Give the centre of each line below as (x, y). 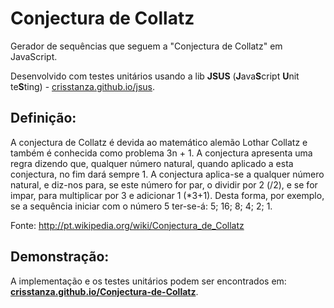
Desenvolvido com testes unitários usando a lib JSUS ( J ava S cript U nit (155, 76)
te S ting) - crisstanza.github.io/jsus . (83, 86)
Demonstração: (60, 257)
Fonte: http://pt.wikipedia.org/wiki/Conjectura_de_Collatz (127, 225)
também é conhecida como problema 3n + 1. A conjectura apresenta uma (161, 153)
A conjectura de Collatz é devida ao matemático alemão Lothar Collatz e (159, 142)
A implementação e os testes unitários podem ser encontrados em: (148, 281)
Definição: (43, 118)
